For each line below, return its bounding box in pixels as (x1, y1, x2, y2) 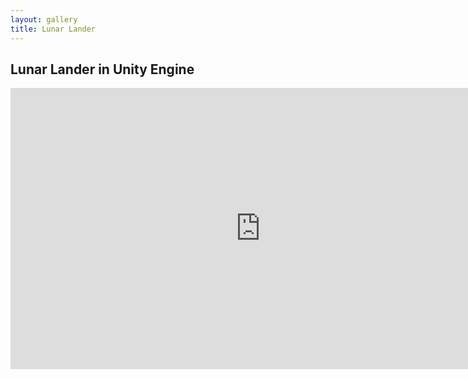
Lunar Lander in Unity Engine (10, 61, 195, 78)
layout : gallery (10, 14, 78, 25)
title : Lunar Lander (10, 24, 97, 34)
